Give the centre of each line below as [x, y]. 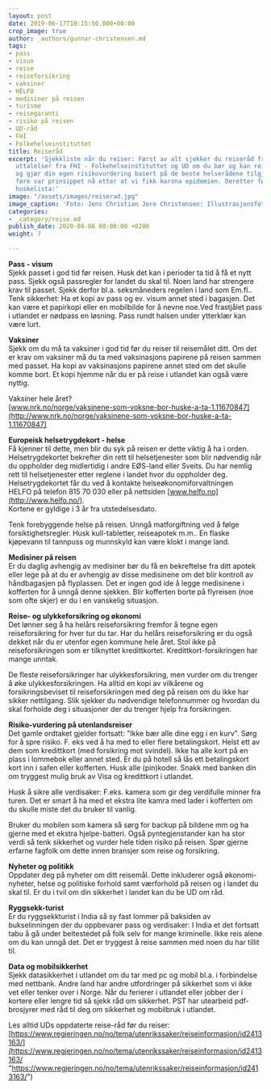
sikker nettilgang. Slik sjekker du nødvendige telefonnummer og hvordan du [134, 700]
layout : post [30, 16]
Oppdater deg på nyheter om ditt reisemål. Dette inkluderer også [116, 875]
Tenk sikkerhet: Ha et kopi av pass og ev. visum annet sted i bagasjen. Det [132, 299]
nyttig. [19, 383]
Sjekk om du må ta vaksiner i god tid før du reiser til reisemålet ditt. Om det [133, 348]
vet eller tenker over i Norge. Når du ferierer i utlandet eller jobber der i [126, 992]
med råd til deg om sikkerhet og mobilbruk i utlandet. [128, 1009]
